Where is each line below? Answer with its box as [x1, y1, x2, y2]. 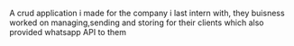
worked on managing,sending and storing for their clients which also [9, 17, 264, 28]
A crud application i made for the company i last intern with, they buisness [9, 8, 286, 18]
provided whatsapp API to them [9, 27, 126, 37]
